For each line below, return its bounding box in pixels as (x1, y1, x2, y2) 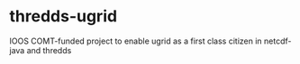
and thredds (26, 44, 72, 55)
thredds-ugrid (9, 6, 118, 27)
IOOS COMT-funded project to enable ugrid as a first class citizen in (9, 36, 263, 46)
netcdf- (264, 36, 292, 46)
